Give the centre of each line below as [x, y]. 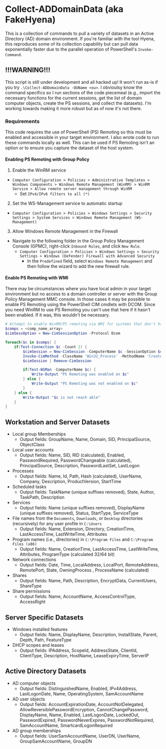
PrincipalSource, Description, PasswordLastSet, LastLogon [80, 466]
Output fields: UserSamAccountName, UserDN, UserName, [80, 736]
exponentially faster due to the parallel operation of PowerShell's [71, 49]
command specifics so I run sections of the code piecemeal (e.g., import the [83, 92]
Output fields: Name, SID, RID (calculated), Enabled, [72, 455]
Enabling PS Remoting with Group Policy [47, 159]
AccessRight [33, 602]
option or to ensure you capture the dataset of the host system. [70, 148]
